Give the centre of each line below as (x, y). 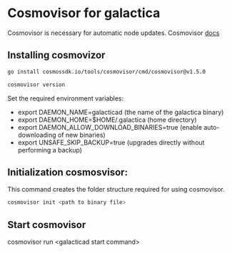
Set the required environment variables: (66, 98)
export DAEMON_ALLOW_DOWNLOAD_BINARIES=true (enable (110, 127)
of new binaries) (81, 135)
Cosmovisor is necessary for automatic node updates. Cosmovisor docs (114, 33)
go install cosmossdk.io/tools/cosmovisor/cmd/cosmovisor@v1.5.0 (106, 72)
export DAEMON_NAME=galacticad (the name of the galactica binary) (121, 112)
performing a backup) (50, 150)
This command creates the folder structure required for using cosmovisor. (116, 190)
